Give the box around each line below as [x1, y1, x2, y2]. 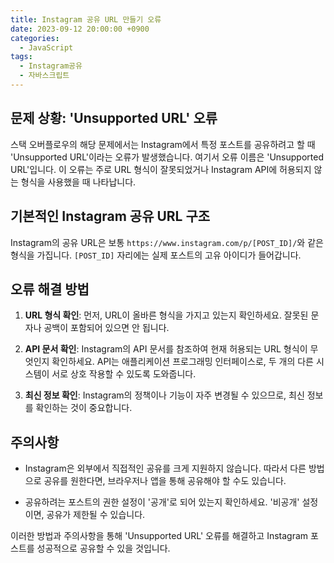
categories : [10, 33, 60, 43]
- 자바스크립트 [19, 71, 70, 81]
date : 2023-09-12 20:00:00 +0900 [10, 24, 150, 34]
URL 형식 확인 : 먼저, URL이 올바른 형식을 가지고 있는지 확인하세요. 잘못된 [24, 309, 309, 321]
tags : [10, 52, 33, 62]
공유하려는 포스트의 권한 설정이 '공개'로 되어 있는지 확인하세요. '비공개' [24, 496, 300, 508]
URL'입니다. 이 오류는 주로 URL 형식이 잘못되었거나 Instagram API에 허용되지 [10, 163, 312, 175]
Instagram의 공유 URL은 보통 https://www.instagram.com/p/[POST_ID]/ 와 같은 [10, 236, 324, 248]
